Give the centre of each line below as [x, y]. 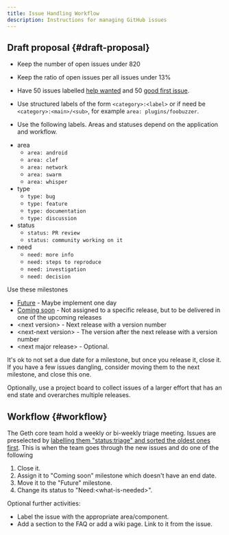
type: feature [47, 204]
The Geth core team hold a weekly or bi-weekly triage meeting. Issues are [112, 433]
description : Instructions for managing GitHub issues [87, 20]
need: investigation [57, 270]
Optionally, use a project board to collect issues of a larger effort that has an [114, 388]
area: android [47, 153]
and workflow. [37, 132]
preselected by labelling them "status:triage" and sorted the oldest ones [109, 440]
